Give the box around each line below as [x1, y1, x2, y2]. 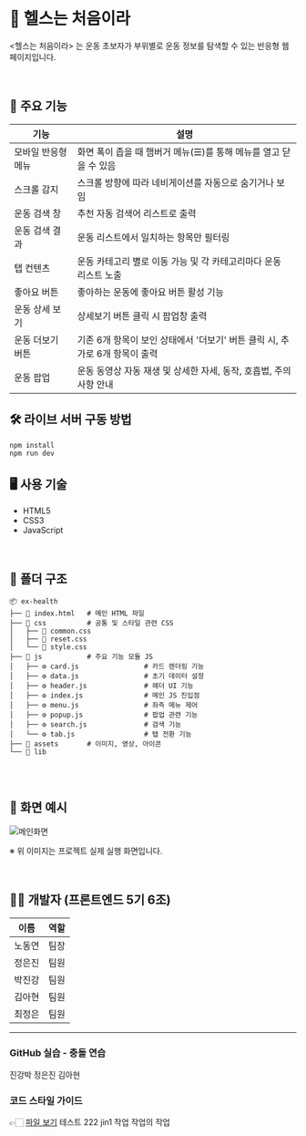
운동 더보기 [14, 334, 59, 346]
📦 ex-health [9, 596, 58, 606]
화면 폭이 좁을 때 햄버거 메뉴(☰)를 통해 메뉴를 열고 [76, 145, 280, 158]
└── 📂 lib [9, 747, 47, 757]
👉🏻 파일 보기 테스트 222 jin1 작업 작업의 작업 [9, 1117, 170, 1128]
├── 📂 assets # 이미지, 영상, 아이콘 [9, 739, 162, 749]
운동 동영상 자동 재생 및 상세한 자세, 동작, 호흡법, [76, 364, 272, 377]
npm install [9, 440, 55, 449]
